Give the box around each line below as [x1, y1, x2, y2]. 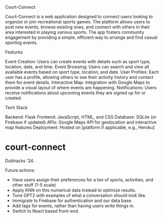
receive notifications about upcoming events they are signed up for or [5, 90, 146, 96]
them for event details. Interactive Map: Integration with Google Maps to [5, 79, 150, 85]
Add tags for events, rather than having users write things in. [12, 203, 135, 209]
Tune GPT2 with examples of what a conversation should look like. [12, 192, 147, 198]
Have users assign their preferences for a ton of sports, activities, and [12, 176, 153, 183]
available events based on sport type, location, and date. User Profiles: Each [5, 69, 159, 75]
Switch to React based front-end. [12, 208, 79, 214]
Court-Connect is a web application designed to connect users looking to [5, 14, 153, 19]
